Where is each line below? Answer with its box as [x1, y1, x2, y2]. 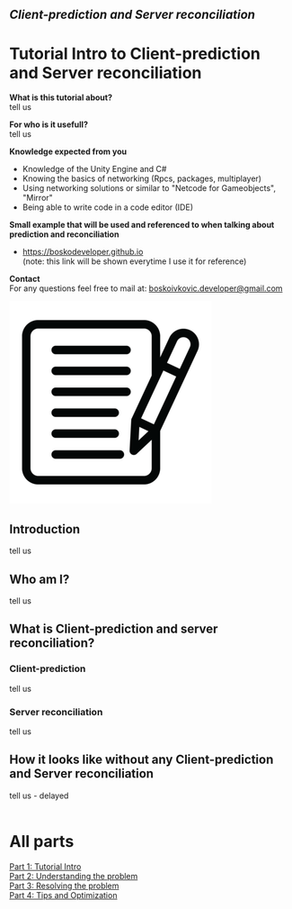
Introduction [9, 522, 81, 537]
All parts [9, 831, 75, 851]
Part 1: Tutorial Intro [9, 860, 82, 872]
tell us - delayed [9, 790, 69, 801]
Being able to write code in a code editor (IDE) [22, 202, 193, 213]
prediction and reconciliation [9, 229, 119, 240]
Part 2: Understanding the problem [9, 870, 138, 881]
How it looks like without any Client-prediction [9, 752, 274, 768]
